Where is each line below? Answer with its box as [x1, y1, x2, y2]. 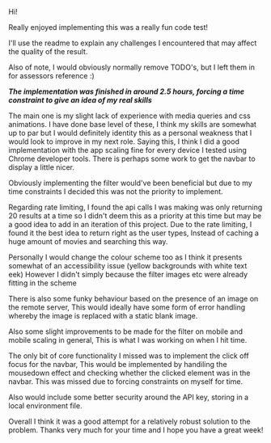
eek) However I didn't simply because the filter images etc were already [8, 270, 248, 279]
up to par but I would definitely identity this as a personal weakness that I [8, 129, 252, 137]
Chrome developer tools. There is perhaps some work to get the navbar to [8, 154, 256, 163]
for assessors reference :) [8, 71, 95, 80]
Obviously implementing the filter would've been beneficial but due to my [8, 178, 252, 188]
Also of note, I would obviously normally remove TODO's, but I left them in [8, 62, 255, 72]
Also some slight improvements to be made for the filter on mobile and [8, 327, 243, 336]
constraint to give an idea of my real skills [8, 95, 152, 104]
